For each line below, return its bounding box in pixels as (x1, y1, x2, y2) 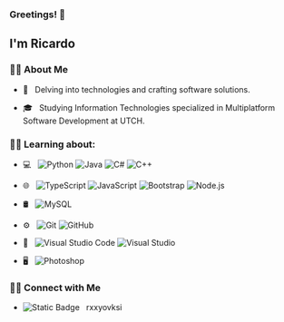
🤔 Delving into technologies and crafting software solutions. (22, 83, 251, 94)
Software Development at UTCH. (22, 115, 145, 126)
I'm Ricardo (9, 36, 75, 52)
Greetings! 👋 (9, 8, 66, 21)
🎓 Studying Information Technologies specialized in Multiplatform (22, 102, 276, 112)
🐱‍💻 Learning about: (9, 138, 96, 151)
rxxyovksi (85, 302, 122, 313)
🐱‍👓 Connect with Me (9, 281, 102, 294)
